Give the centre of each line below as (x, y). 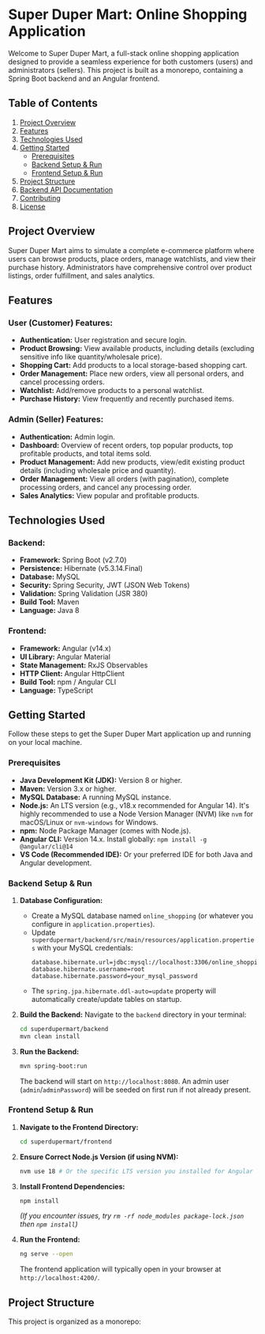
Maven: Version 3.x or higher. (68, 788)
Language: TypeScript (56, 690)
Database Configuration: (61, 900)
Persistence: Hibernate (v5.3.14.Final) (81, 569)
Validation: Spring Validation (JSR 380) (84, 594)
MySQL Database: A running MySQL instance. (95, 797)
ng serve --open (46, 1254)
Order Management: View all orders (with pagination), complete (124, 478)
